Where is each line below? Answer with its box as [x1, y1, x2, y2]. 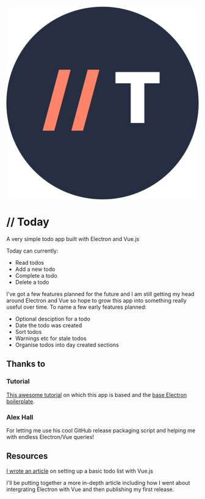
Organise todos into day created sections [15, 341, 119, 349]
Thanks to [6, 359, 46, 369]
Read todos [15, 259, 45, 266]
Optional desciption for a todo [15, 315, 90, 322]
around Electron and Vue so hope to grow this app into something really [6, 297, 187, 304]
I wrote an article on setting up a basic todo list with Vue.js [6, 467, 154, 475]
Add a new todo [15, 265, 56, 273]
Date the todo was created [15, 322, 82, 329]
